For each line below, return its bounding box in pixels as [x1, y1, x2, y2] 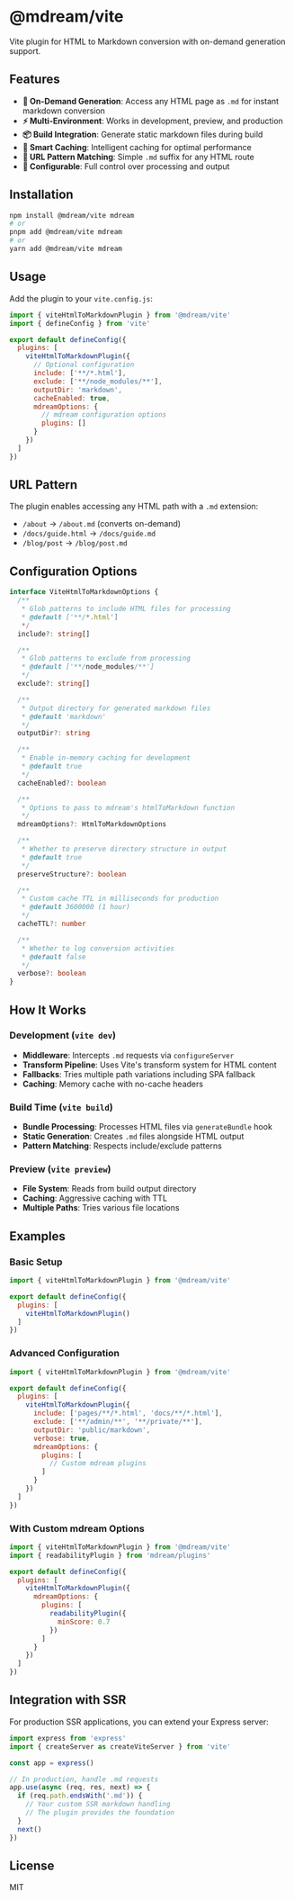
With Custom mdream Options [9, 1522, 146, 1535]
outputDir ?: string [17, 729, 91, 738]
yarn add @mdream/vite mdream [9, 245, 123, 254]
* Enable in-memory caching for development [21, 753, 192, 762]
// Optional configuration [32, 360, 135, 370]
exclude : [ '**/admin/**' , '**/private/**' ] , [32, 1418, 203, 1427]
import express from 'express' [9, 1733, 127, 1742]
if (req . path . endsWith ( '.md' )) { [17, 1791, 143, 1801]
